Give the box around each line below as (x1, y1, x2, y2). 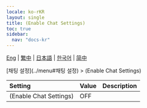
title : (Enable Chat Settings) (6, 20, 86, 26)
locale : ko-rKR (6, 8, 45, 15)
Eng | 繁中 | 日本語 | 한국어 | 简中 (6, 54, 87, 61)
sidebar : (6, 31, 29, 37)
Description (102, 82, 137, 90)
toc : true (6, 25, 32, 32)
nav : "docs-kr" (12, 37, 50, 43)
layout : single (6, 14, 45, 21)
